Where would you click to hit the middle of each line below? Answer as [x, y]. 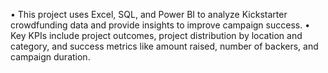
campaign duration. [50, 57]
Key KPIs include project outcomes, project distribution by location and [156, 35]
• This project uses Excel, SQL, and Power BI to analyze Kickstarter [149, 14]
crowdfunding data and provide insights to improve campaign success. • [160, 25]
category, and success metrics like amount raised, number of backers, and [164, 46]
